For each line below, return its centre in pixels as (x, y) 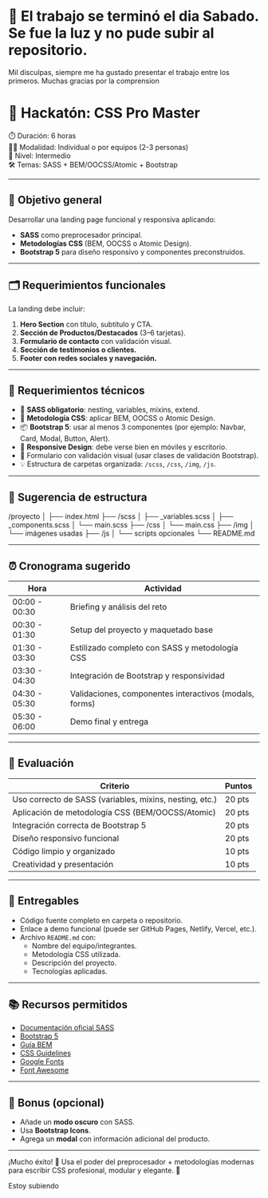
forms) (83, 703)
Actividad (163, 588)
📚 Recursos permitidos (68, 1004)
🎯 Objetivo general (55, 200)
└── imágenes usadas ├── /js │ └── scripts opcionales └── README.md (132, 533)
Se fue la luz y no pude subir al (111, 33)
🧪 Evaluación (41, 763)
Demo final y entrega (110, 722)
